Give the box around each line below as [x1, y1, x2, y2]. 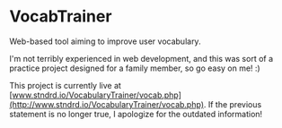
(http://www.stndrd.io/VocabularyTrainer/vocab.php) [9, 98, 205, 109]
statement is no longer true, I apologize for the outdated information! [9, 108, 263, 119]
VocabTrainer [9, 6, 112, 27]
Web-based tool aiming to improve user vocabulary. [9, 36, 201, 47]
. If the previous [203, 98, 262, 109]
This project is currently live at [9, 80, 121, 90]
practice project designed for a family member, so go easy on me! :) [9, 63, 260, 73]
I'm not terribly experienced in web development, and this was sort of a [9, 53, 274, 64]
